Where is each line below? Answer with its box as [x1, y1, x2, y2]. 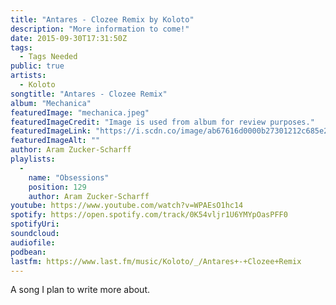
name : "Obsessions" [28, 172, 110, 183]
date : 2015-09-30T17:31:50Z [10, 33, 128, 43]
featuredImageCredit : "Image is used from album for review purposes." [10, 117, 315, 127]
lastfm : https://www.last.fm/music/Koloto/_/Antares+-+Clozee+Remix [10, 256, 302, 266]
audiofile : [10, 237, 56, 248]
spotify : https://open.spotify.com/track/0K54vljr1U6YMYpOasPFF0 [10, 210, 288, 220]
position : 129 [28, 182, 87, 192]
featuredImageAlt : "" [10, 136, 101, 146]
